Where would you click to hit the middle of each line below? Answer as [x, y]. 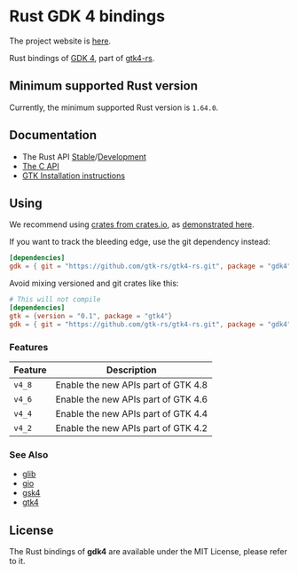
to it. [17, 561]
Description [131, 370]
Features [29, 347]
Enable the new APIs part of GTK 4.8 [132, 385]
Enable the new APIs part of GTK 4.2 [132, 428]
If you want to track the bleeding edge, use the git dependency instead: [140, 242]
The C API [40, 166]
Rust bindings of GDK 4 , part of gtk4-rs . [82, 58]
